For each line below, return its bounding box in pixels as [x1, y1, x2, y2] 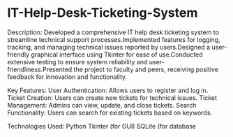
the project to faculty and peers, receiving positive [73, 65, 218, 73]
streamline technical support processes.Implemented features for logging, [7, 35, 221, 43]
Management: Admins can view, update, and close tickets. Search [7, 101, 197, 109]
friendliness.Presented [7, 65, 73, 73]
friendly [7, 50, 30, 59]
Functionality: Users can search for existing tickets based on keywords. [7, 108, 213, 117]
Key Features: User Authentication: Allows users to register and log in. [7, 86, 209, 94]
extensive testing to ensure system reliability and [7, 57, 148, 66]
